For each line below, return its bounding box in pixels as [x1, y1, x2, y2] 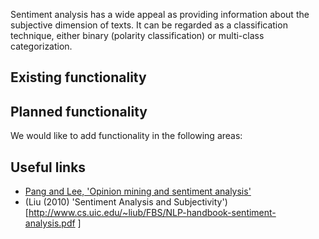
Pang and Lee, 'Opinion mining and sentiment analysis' [24, 185, 252, 198]
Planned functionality [10, 103, 148, 120]
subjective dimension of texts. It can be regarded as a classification [10, 19, 288, 31]
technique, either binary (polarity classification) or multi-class [10, 30, 265, 41]
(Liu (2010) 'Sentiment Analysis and [24, 196, 172, 208]
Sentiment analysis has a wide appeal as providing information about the [10, 9, 310, 20]
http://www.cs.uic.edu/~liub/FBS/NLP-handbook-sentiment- [28, 207, 277, 219]
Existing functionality [10, 69, 147, 86]
